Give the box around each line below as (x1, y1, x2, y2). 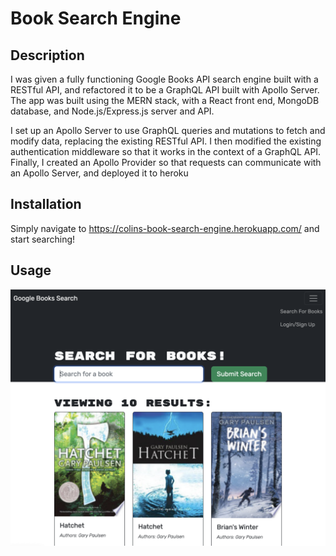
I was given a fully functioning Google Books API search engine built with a (10, 73, 319, 85)
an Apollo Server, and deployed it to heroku (10, 167, 189, 179)
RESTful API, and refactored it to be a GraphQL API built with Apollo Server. (10, 84, 320, 96)
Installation (10, 196, 82, 213)
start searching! (10, 233, 76, 245)
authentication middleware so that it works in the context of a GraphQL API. (10, 146, 322, 157)
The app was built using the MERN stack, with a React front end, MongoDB (10, 95, 320, 106)
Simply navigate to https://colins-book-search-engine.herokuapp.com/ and (10, 222, 320, 234)
